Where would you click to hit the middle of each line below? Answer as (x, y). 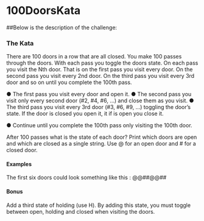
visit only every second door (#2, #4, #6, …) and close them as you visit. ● (100, 100)
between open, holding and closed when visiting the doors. (81, 211)
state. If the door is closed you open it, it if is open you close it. (85, 114)
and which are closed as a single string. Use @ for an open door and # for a (101, 144)
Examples (19, 164)
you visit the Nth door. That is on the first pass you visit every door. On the (100, 69)
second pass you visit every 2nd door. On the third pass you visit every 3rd (100, 76)
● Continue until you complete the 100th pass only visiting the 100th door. (100, 125)
